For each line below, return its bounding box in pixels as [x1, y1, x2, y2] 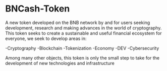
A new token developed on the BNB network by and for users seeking [5, 19, 150, 25]
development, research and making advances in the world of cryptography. [5, 24, 162, 30]
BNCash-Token [5, 3, 70, 14]
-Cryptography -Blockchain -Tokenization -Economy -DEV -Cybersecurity [5, 45, 159, 51]
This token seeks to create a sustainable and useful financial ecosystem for [5, 30, 162, 36]
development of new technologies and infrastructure [5, 60, 115, 66]
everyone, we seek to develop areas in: [5, 35, 87, 41]
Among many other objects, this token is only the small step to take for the [5, 54, 160, 60]
